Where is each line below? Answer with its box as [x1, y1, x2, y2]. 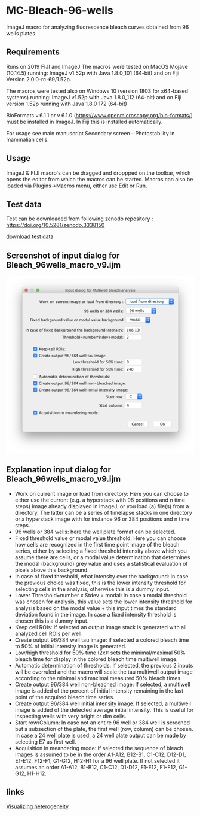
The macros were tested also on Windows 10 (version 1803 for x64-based [6, 87, 189, 95]
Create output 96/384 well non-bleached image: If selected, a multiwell [14, 681, 191, 688]
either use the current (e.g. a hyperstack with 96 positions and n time [14, 496, 185, 503]
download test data [6, 233, 54, 240]
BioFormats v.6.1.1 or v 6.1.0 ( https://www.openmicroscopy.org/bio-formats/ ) [6, 111, 193, 119]
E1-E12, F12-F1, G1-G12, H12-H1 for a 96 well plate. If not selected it [14, 757, 180, 764]
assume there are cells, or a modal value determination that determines [14, 553, 190, 560]
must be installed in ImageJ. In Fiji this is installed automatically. [6, 118, 163, 125]
